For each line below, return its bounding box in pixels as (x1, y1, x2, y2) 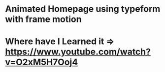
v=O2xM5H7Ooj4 (5, 57, 78, 68)
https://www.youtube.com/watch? (5, 46, 151, 57)
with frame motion (5, 14, 82, 25)
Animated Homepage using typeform (5, 3, 161, 15)
